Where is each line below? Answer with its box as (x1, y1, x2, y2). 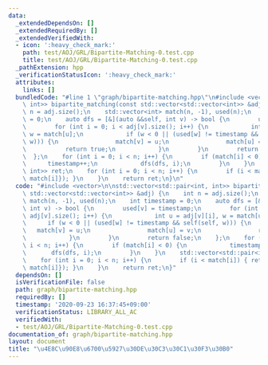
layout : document (8, 338, 66, 346)
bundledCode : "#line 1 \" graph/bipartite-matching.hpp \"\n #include (15, 93, 245, 101)
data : (8, 11, 26, 20)
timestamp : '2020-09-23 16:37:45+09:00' (15, 300, 152, 308)
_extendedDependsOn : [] (15, 19, 94, 27)
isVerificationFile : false (15, 278, 105, 287)
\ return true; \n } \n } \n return (22, 145, 259, 153)
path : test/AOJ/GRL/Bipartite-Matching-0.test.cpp (22, 49, 195, 57)
